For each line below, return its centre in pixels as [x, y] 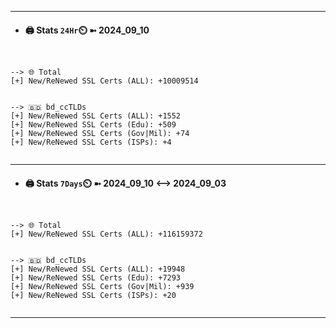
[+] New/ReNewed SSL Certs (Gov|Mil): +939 [102, 287]
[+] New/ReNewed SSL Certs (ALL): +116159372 [106, 234]
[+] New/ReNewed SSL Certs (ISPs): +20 [93, 296]
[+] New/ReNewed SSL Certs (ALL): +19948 [98, 269]
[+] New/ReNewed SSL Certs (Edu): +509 [93, 125]
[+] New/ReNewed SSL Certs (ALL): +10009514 [104, 81]
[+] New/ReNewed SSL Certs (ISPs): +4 [91, 142]
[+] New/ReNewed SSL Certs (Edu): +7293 [96, 278]
